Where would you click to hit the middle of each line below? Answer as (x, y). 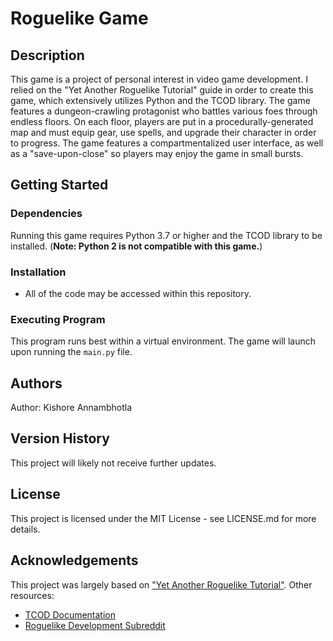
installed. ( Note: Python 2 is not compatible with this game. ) (136, 246)
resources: (32, 595)
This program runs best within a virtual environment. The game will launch (163, 341)
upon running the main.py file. (71, 352)
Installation (38, 272)
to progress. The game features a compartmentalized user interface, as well (167, 143)
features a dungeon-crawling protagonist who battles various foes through (164, 111)
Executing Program (58, 319)
